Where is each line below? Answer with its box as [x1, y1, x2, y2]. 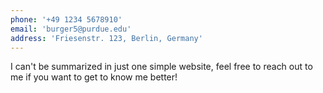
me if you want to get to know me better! [10, 71, 178, 83]
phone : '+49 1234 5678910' [10, 14, 123, 25]
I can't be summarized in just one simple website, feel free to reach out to [10, 61, 313, 73]
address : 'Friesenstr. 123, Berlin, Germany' [10, 33, 203, 43]
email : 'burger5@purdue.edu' [10, 24, 132, 34]
